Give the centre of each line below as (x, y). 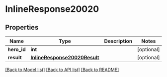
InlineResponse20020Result (65, 58)
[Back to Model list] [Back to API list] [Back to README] (62, 70)
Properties (22, 27)
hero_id (17, 49)
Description (118, 41)
